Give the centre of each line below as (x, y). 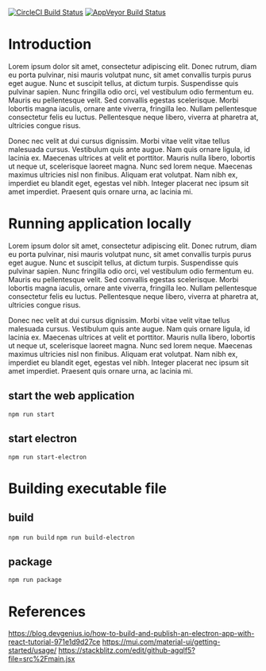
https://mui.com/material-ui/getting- (161, 642)
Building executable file (87, 488)
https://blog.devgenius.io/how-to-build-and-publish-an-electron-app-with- (131, 634)
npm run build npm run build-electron (71, 537)
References (47, 611)
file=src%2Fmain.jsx (42, 659)
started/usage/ (33, 650)
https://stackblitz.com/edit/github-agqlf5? (127, 650)
